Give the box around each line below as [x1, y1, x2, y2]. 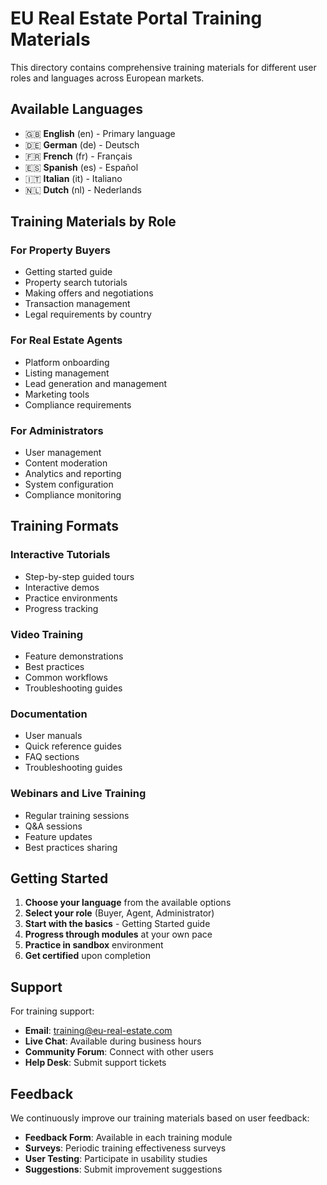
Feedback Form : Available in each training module [24, 1132, 233, 1144]
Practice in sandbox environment [24, 939, 164, 951]
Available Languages [10, 101, 144, 118]
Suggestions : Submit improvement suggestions [24, 1163, 223, 1176]
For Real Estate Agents [10, 333, 123, 347]
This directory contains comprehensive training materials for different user [10, 61, 317, 73]
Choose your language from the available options [24, 897, 232, 909]
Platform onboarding [24, 356, 110, 368]
